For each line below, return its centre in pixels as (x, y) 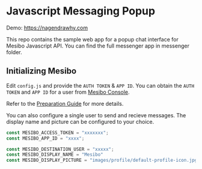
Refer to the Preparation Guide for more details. (65, 103)
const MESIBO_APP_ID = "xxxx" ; (45, 138)
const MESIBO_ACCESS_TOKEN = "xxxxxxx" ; (58, 133)
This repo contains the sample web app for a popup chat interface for (92, 39)
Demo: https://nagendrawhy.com (47, 28)
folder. (14, 52)
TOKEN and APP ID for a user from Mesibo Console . (68, 92)
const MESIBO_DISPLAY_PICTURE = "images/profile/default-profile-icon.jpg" (103, 161)
